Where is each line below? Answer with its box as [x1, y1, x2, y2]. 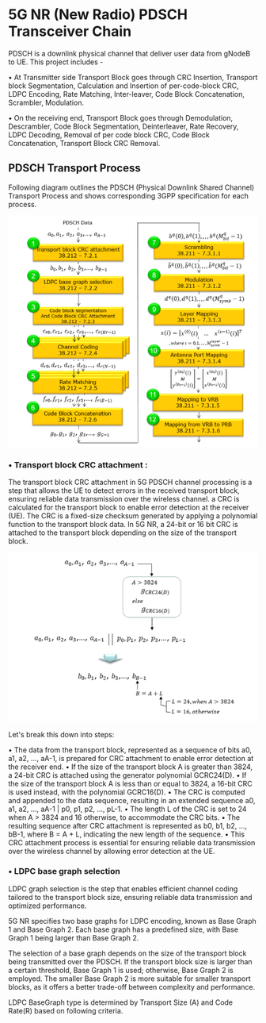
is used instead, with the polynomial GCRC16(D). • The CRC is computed [8, 787, 245, 797]
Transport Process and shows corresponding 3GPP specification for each [8, 190, 249, 200]
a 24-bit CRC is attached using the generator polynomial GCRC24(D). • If [8, 770, 247, 779]
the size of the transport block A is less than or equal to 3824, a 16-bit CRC [8, 779, 253, 788]
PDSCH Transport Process [8, 161, 141, 175]
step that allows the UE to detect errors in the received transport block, [8, 486, 240, 495]
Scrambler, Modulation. [8, 98, 85, 107]
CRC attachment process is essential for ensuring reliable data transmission [8, 837, 256, 847]
